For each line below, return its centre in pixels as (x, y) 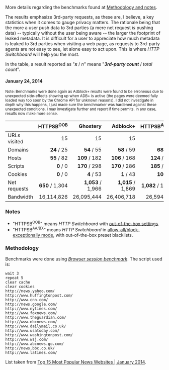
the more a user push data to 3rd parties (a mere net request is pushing (79, 28)
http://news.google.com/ (31, 304)
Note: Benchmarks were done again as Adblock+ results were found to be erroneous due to (84, 92)
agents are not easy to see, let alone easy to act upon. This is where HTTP (82, 49)
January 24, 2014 (24, 81)
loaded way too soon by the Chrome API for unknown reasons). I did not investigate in (79, 101)
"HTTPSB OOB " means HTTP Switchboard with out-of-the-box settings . (86, 223)
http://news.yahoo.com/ (30, 291)
